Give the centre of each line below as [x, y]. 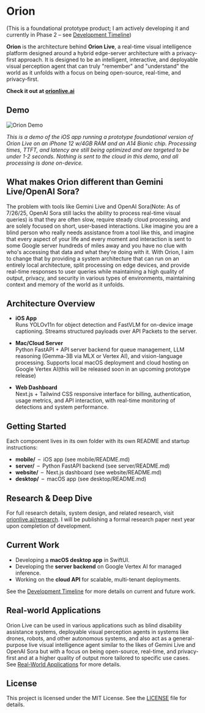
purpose [17, 644]
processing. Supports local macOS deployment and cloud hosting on [102, 363]
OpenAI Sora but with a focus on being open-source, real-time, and [91, 651]
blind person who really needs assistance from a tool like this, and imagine [100, 232]
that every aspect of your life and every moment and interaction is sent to [99, 239]
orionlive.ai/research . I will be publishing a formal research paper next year [101, 519]
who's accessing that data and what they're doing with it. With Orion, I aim [100, 252]
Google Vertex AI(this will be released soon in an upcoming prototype [103, 369]
